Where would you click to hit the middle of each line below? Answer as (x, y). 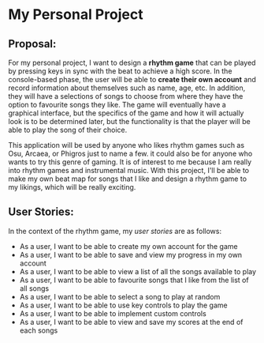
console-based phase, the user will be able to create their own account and (132, 79)
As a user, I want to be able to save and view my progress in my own (131, 254)
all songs (34, 288)
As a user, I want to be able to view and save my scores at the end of (131, 322)
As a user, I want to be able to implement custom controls (113, 313)
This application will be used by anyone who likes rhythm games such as (126, 145)
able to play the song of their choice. (68, 130)
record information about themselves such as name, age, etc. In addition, (127, 88)
